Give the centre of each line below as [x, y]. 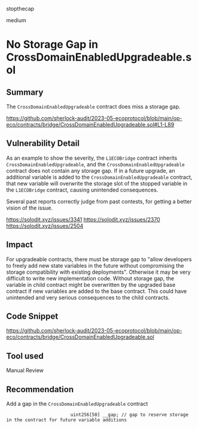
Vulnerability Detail [43, 143]
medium [16, 20]
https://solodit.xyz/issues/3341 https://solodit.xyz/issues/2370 [83, 219]
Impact [19, 245]
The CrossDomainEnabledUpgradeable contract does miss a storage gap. [93, 107]
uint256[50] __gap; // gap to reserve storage [129, 415]
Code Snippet [32, 317]
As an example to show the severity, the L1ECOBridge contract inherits [92, 158]
